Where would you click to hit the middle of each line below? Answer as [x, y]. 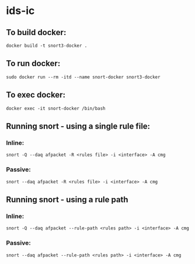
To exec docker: [36, 95]
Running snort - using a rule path [67, 199]
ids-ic [20, 11]
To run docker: [33, 63]
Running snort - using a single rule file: [78, 126]
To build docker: [36, 32]
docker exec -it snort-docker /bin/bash [56, 108]
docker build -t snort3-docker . [47, 46]
